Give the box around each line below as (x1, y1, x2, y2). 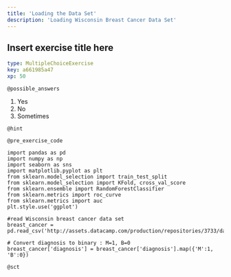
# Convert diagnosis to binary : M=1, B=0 (7, 239, 131, 246)
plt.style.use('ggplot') (7, 203, 78, 210)
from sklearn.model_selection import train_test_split (7, 173, 168, 180)
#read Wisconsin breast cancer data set (7, 215, 125, 222)
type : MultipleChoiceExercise (7, 60, 94, 67)
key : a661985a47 (7, 67, 54, 74)
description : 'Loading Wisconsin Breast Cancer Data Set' (7, 16, 177, 23)
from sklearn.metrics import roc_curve (7, 191, 122, 198)
